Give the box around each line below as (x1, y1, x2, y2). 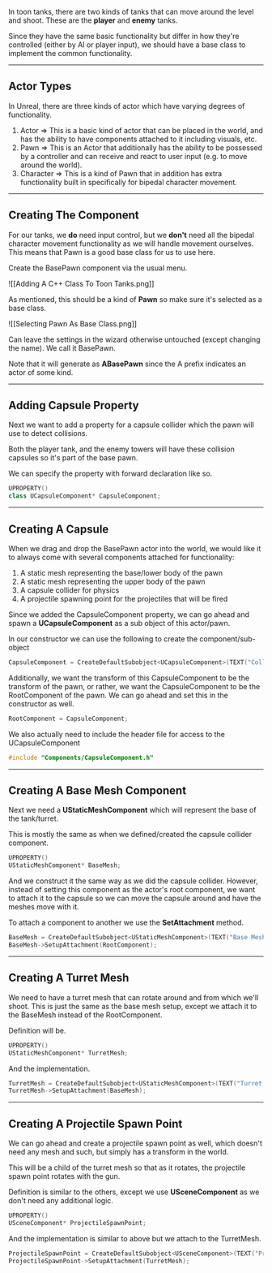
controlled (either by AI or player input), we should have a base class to (8, 40, 246, 50)
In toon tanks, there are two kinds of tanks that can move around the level (8, 7, 254, 16)
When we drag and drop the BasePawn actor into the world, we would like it (8, 544, 261, 553)
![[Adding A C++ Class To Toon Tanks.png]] (8, 278, 155, 288)
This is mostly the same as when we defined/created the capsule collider (8, 830, 253, 839)
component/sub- (199, 634, 257, 644)
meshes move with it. (8, 902, 79, 912)
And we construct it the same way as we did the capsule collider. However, (8, 876, 258, 886)
